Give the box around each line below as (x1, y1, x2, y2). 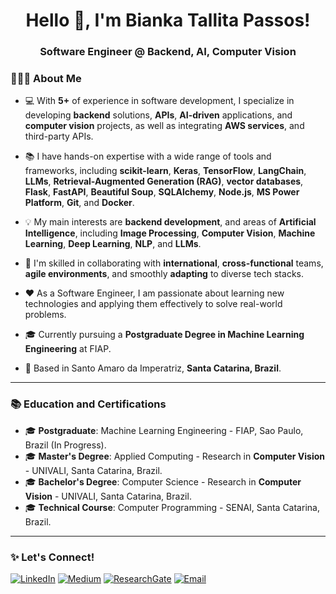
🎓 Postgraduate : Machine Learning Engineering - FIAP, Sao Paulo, (24, 424, 304, 436)
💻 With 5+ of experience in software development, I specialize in (24, 95, 295, 107)
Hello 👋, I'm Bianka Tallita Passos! (25, 9, 311, 32)
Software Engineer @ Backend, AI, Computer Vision (39, 45, 297, 59)
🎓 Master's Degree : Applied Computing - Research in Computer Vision (24, 450, 326, 462)
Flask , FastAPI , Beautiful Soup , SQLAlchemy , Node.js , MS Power (24, 186, 300, 198)
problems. (24, 309, 67, 321)
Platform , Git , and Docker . (24, 197, 135, 209)
